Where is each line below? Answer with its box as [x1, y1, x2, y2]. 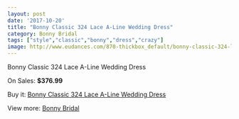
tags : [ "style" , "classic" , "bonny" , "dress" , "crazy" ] [7, 37, 164, 44]
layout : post [7, 10, 46, 18]
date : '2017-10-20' [7, 17, 65, 24]
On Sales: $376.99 [7, 76, 63, 85]
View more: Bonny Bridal [7, 104, 80, 112]
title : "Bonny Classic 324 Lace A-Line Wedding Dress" [7, 23, 174, 30]
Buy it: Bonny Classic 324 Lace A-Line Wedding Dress [7, 90, 166, 98]
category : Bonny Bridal [7, 30, 78, 38]
